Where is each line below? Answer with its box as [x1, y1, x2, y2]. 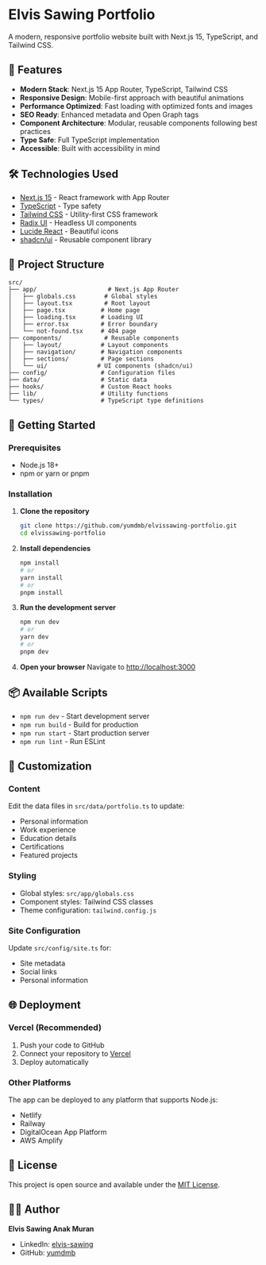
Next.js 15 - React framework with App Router [19, 192, 170, 202]
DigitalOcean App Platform [19, 1127, 107, 1136]
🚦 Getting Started [8, 418, 96, 432]
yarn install [19, 573, 64, 581]
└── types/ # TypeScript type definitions [8, 397, 204, 405]
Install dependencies [19, 544, 91, 553]
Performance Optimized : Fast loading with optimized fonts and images [19, 101, 253, 110]
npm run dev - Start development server [19, 711, 150, 720]
